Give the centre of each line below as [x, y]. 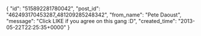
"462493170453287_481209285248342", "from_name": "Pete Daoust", [94, 15]
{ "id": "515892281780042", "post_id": [53, 9]
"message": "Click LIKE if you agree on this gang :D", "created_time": [91, 21]
